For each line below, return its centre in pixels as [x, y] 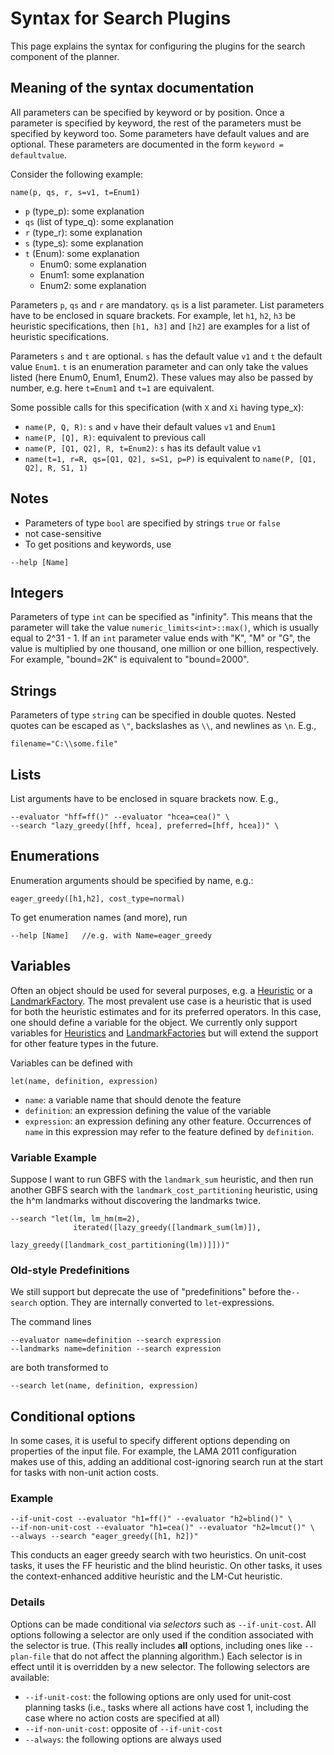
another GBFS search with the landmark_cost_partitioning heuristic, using [164, 1189]
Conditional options [73, 1416]
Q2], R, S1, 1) [56, 468]
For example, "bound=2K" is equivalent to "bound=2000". [130, 659]
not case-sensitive [63, 533]
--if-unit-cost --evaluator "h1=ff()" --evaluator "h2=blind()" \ [151, 1519]
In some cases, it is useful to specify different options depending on [150, 1441]
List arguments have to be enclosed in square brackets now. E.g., [144, 798]
